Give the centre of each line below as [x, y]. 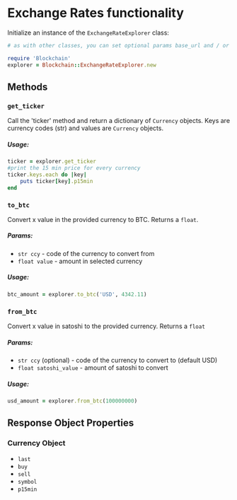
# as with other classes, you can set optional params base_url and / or [118, 45]
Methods [28, 87]
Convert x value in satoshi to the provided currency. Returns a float [106, 326]
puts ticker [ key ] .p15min [57, 181]
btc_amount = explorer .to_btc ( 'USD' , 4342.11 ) [77, 294]
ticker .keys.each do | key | [47, 175]
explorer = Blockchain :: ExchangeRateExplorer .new [82, 65]
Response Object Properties [71, 423]
